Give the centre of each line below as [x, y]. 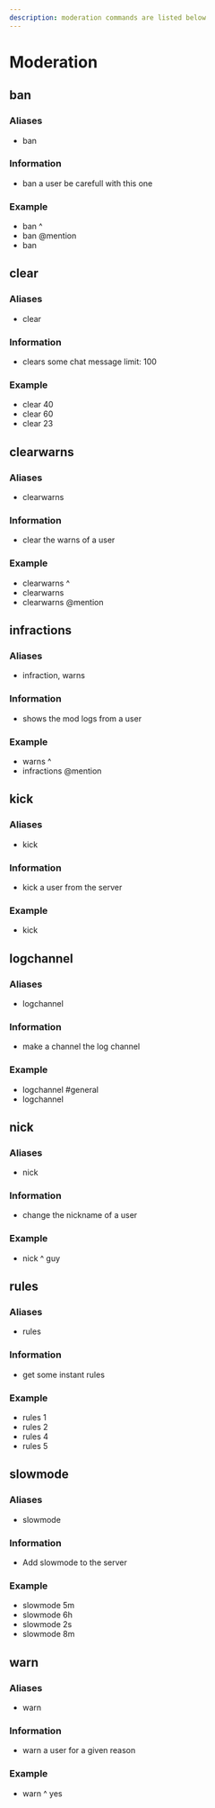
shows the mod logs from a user [82, 718]
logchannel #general [60, 1089]
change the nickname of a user [80, 1215]
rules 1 [34, 1418]
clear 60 [38, 414]
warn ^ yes [42, 1793]
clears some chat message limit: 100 [89, 362]
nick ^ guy [41, 1258]
